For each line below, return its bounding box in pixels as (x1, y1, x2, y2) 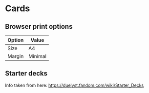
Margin (7, 53, 24, 59)
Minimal (28, 53, 46, 59)
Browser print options (5, 22, 73, 31)
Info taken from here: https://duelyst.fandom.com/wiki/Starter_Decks (5, 82, 144, 88)
